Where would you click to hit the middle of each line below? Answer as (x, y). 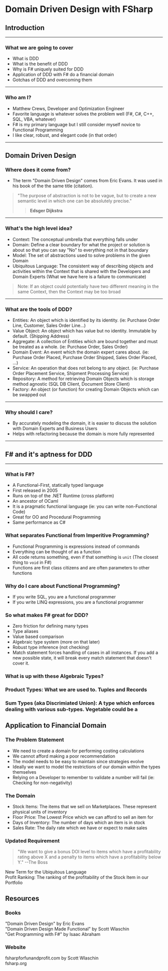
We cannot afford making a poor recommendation (64, 756)
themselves (24, 772)
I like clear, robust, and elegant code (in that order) (65, 135)
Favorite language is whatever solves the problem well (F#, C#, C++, (83, 114)
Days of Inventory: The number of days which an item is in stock (79, 822)
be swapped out (29, 395)
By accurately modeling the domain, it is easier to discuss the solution (84, 423)
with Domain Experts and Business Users (55, 429)
